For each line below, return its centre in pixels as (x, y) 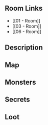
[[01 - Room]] (26, 20)
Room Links (24, 8)
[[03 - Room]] (27, 26)
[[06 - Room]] (27, 31)
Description (24, 48)
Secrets (17, 100)
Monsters (20, 82)
